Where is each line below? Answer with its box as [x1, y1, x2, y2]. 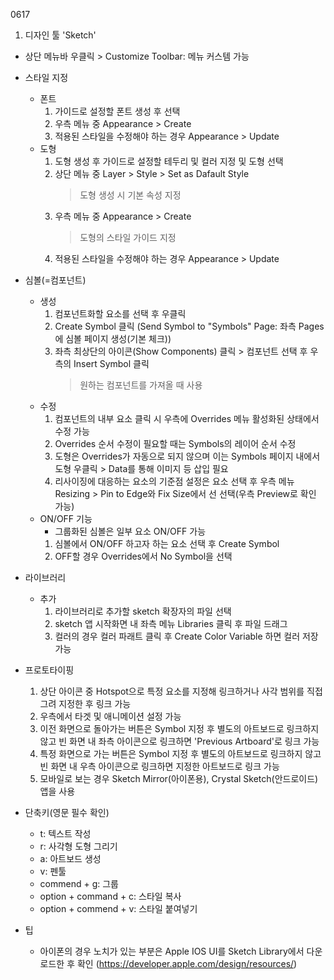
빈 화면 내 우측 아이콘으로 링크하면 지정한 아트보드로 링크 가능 [39, 760, 280, 772]
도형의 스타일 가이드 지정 [79, 232, 177, 243]
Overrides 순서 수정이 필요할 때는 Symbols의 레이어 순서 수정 [54, 438, 297, 449]
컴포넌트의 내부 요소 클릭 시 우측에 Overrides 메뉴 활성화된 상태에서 [54, 413, 320, 424]
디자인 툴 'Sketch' [24, 29, 97, 41]
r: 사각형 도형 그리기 [39, 840, 118, 852]
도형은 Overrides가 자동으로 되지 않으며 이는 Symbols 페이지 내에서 [54, 450, 321, 462]
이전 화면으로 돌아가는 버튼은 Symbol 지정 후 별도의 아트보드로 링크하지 [39, 723, 320, 734]
